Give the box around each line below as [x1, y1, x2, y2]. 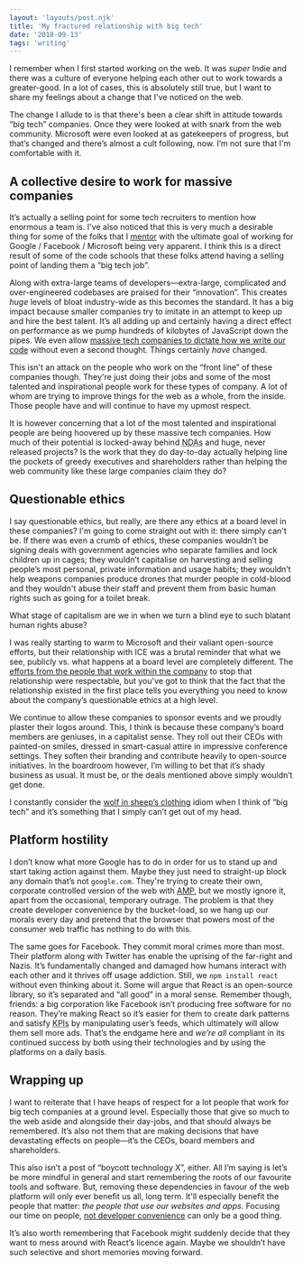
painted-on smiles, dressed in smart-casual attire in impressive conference [9, 741, 289, 752]
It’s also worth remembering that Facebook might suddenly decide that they [9, 1227, 290, 1238]
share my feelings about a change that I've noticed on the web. [9, 92, 243, 103]
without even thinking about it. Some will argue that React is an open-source [9, 979, 293, 990]
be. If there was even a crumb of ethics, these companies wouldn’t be [9, 534, 269, 546]
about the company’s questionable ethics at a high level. [9, 694, 218, 705]
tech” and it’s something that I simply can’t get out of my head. [9, 806, 242, 817]
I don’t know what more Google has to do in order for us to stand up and [9, 856, 278, 867]
